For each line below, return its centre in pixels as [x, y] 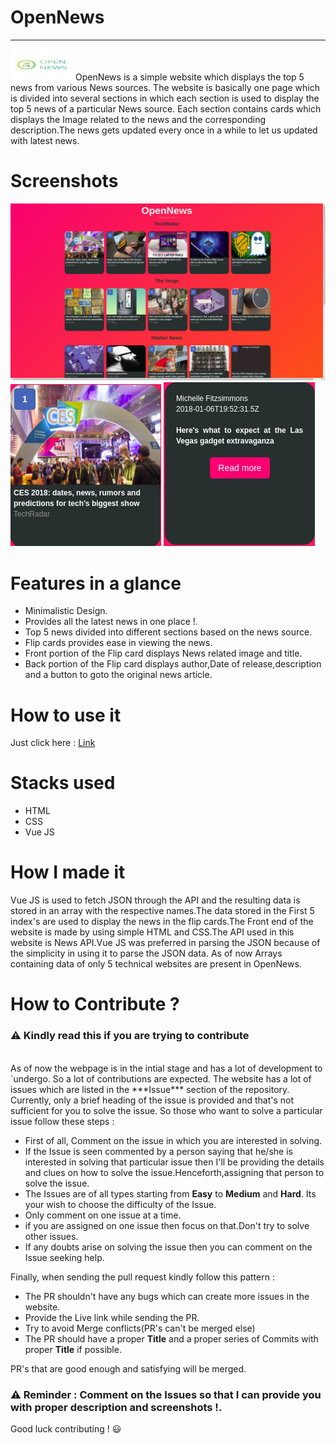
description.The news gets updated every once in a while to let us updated [164, 130]
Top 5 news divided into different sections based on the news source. [168, 632]
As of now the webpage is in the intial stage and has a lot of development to [166, 1068]
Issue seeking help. [64, 1257]
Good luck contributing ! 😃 [66, 1428]
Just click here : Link [53, 743]
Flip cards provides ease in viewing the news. [118, 643]
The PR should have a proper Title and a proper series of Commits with [171, 1338]
